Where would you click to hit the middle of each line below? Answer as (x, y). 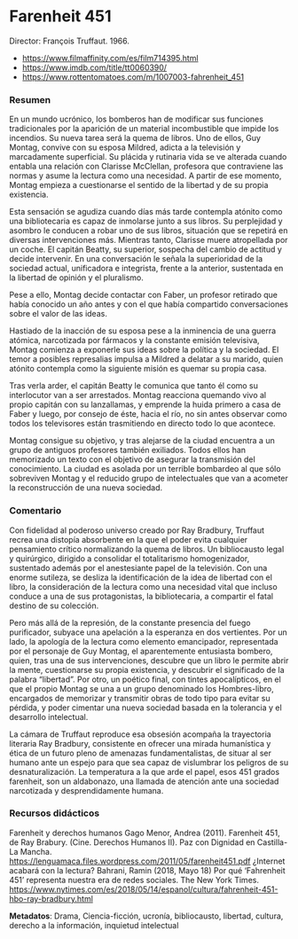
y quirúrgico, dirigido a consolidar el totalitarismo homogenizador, (129, 558)
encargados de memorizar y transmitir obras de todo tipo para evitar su (140, 698)
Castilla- (272, 842)
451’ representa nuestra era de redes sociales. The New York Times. (134, 880)
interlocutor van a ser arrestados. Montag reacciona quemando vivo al (138, 395)
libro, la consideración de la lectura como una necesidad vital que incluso (143, 586)
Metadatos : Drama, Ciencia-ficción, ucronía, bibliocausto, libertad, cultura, (146, 916)
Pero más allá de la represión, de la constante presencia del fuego (130, 622)
